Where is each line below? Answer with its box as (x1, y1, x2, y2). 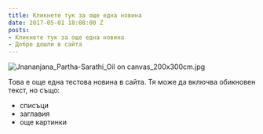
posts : (8, 26, 30, 34)
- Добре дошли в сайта (8, 41, 82, 49)
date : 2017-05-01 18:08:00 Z (8, 19, 104, 27)
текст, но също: (8, 85, 60, 95)
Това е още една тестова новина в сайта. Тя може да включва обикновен (8, 78, 256, 87)
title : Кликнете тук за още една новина (8, 11, 143, 20)
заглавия (19, 109, 50, 118)
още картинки (19, 118, 67, 127)
